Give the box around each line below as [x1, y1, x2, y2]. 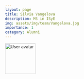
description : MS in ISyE [5, 16, 55, 21]
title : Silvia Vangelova [5, 12, 55, 17]
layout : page [5, 7, 32, 12]
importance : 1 [5, 25, 34, 30]
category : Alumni [5, 30, 40, 35]
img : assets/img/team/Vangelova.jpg [5, 20, 79, 26]
